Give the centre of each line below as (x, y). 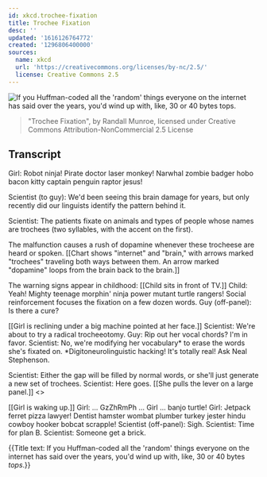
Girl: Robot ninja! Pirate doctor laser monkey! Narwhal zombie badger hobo (131, 173)
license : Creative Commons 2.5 (67, 75)
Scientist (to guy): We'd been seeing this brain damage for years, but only (129, 197)
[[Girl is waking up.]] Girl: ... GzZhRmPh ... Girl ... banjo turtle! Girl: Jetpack (130, 408)
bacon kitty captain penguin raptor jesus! (75, 182)
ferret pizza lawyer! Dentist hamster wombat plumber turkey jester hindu (127, 416)
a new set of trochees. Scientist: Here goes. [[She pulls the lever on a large (131, 384)
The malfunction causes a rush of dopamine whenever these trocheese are (132, 245)
